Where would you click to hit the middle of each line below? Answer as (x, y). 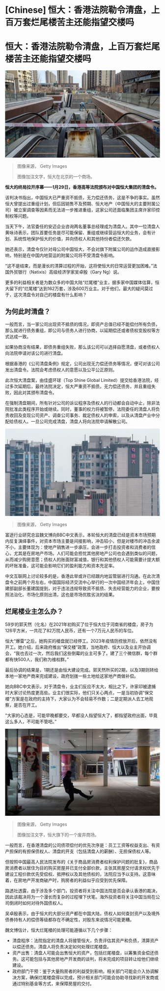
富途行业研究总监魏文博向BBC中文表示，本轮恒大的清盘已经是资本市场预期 (81, 535)
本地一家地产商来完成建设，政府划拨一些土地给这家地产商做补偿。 (72, 676)
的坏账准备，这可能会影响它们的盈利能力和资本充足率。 (61, 565)
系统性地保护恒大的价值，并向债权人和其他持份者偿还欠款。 (74, 239)
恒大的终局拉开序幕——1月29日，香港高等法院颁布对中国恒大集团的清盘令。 (82, 187)
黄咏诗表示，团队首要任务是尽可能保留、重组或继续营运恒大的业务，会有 (78, 232)
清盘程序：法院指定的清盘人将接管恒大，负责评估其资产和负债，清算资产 (85, 941)
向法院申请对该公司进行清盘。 (35, 353)
